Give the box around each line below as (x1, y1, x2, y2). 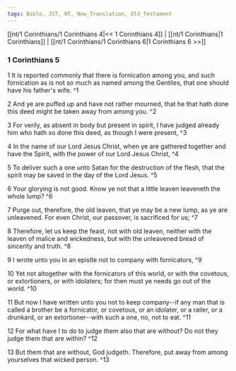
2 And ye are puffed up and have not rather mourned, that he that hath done (7, 100, 229, 108)
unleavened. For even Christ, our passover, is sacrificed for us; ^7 (7, 213, 199, 221)
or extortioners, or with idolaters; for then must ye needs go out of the (7, 276, 211, 285)
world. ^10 (7, 284, 37, 293)
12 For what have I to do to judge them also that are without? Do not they (7, 326, 219, 335)
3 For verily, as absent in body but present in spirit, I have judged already (7, 121, 220, 129)
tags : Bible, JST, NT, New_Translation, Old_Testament (7, 10, 172, 18)
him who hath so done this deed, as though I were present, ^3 (7, 128, 187, 136)
